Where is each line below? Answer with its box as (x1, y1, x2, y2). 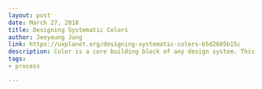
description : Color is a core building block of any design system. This (8, 48, 256, 55)
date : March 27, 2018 (8, 19, 79, 27)
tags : (8, 55, 26, 63)
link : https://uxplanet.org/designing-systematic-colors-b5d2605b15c (8, 41, 242, 48)
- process (8, 62, 41, 70)
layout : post (8, 11, 51, 20)
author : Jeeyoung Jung (8, 33, 83, 41)
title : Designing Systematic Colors (8, 26, 128, 34)
